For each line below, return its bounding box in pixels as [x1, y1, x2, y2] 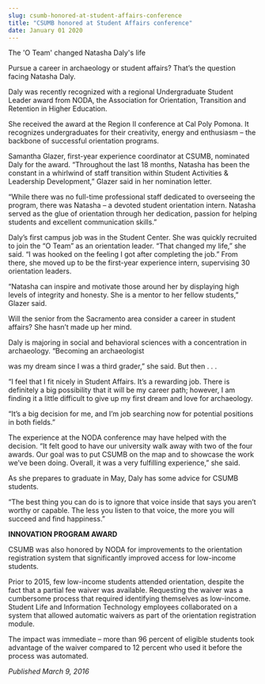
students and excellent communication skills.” [8, 217, 157, 227]
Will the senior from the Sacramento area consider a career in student [8, 314, 236, 323]
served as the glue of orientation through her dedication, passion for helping [8, 209, 257, 219]
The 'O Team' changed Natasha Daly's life [8, 48, 146, 58]
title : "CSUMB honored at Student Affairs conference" [8, 19, 193, 27]
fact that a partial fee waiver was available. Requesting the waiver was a [8, 586, 244, 595]
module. [8, 619, 36, 629]
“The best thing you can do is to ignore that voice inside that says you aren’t [8, 497, 256, 507]
